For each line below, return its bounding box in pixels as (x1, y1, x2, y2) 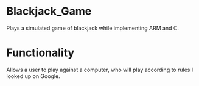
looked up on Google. (6, 72, 61, 80)
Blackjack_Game (6, 4, 92, 18)
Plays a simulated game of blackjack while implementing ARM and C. (6, 24, 180, 32)
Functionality (6, 46, 75, 60)
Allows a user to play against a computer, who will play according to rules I (6, 66, 194, 73)
